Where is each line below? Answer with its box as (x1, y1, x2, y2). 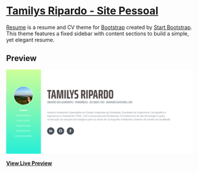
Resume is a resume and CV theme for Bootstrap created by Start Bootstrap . (6, 24, 193, 31)
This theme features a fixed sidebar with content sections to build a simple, (6, 30, 189, 37)
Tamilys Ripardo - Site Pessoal (6, 4, 158, 18)
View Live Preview (6, 160, 52, 167)
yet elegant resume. (6, 36, 55, 43)
